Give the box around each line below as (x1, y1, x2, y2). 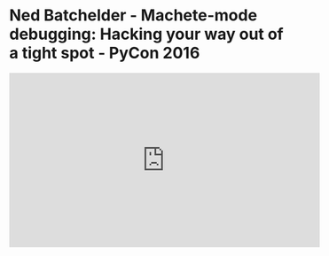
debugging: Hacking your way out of (9, 24, 284, 44)
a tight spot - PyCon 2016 (9, 43, 200, 63)
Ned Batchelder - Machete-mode (9, 5, 258, 26)
